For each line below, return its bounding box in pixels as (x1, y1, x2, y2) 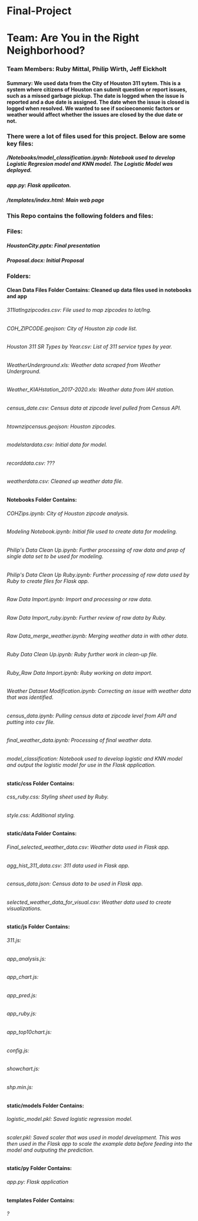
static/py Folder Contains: (6, 1165, 72, 1172)
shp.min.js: (6, 1083, 34, 1090)
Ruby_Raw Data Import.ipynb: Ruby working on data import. (6, 669, 153, 676)
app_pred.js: (6, 991, 37, 998)
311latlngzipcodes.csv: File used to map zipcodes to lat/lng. (6, 306, 152, 313)
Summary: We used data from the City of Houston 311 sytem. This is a (6, 79, 181, 86)
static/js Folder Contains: (6, 923, 70, 930)
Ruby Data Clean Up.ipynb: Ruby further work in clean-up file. (6, 650, 158, 658)
